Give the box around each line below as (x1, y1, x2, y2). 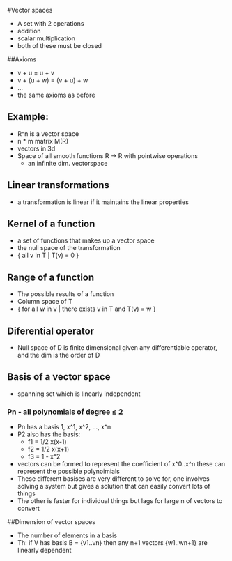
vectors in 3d (17, 144, 56, 153)
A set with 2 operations (17, 20, 84, 27)
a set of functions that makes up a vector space (17, 236, 155, 245)
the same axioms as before (17, 91, 95, 99)
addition (17, 27, 41, 35)
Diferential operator (7, 325, 95, 337)
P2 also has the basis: (17, 430, 81, 438)
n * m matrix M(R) (17, 137, 69, 145)
